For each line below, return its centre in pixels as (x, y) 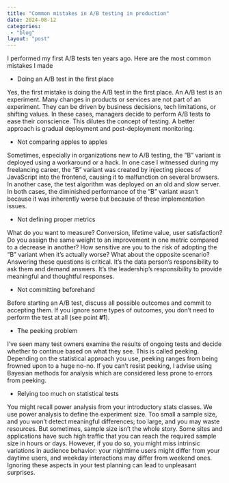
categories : (24, 26)
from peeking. (27, 380)
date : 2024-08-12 (32, 20)
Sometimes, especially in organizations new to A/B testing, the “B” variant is (114, 156)
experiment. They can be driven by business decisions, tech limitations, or (112, 107)
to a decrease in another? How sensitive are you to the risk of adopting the (112, 247)
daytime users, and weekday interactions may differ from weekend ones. (110, 458)
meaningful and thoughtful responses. (61, 276)
